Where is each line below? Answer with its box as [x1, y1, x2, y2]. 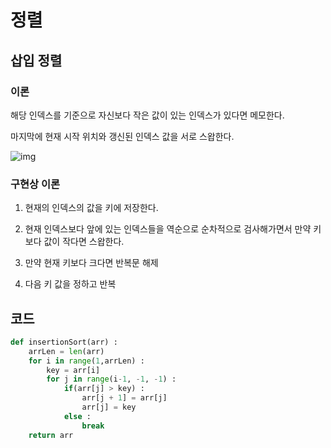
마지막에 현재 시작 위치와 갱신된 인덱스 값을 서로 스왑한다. [10, 130, 235, 142]
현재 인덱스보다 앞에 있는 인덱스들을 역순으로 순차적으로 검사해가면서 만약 [24, 223, 312, 235]
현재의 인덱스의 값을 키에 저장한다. [24, 202, 159, 214]
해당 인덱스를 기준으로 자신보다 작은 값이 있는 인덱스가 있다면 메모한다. [10, 109, 285, 121]
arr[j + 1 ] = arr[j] [81, 393, 168, 403]
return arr [28, 430, 74, 440]
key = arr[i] [46, 365, 101, 375]
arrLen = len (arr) [28, 346, 105, 356]
